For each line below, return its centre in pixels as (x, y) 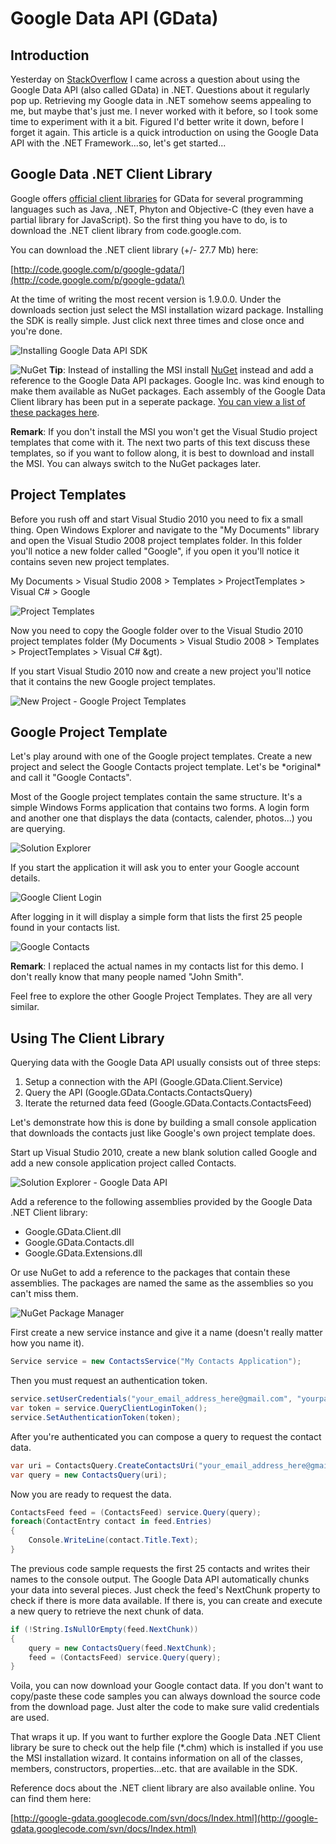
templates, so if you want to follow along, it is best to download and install (162, 453)
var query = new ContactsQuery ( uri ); (89, 1475)
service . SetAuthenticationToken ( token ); (96, 1417)
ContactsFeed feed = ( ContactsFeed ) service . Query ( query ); (136, 1512)
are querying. (38, 829)
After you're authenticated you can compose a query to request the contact (166, 1436)
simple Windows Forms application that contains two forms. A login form (160, 808)
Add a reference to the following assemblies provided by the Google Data (161, 1202)
